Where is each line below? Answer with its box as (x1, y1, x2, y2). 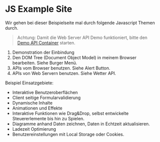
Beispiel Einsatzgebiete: (5, 80, 54, 86)
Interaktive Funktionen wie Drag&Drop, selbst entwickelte (12, 110, 129, 116)
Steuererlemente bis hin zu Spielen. (12, 115, 85, 121)
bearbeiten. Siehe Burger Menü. (12, 60, 77, 66)
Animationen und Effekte (12, 105, 63, 111)
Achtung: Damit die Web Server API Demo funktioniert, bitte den (17, 35, 148, 40)
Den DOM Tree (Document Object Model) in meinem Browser (12, 54, 137, 60)
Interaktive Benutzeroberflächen (12, 89, 78, 95)
